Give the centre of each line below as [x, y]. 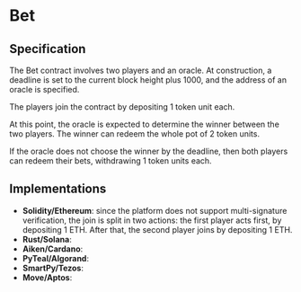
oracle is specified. [44, 89]
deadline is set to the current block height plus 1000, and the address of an [148, 80]
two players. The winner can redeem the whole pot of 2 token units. [135, 134]
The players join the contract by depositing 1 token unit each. [122, 107]
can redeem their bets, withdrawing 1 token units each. [111, 161]
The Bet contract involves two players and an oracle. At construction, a [141, 70]
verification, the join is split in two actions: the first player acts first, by [152, 220]
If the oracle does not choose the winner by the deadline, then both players [149, 151]
